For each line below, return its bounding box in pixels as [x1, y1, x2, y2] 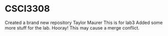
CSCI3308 [5, 3, 50, 14]
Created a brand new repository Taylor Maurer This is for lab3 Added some [5, 19, 163, 25]
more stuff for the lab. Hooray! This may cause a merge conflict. [5, 24, 140, 30]
